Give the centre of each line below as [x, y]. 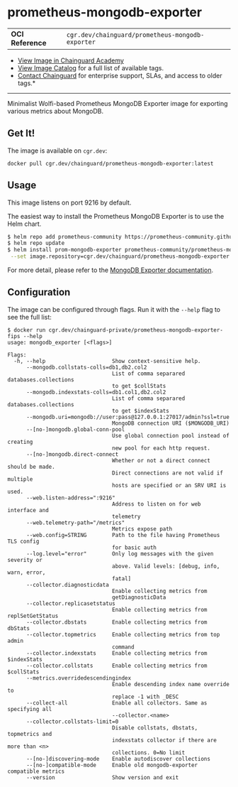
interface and [28, 510]
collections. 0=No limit [149, 753]
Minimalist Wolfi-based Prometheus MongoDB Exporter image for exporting [118, 103]
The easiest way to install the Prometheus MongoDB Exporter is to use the [116, 216]
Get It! [21, 133]
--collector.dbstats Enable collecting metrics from [117, 622]
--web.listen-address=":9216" [70, 498]
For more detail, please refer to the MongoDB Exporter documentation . [110, 270]
